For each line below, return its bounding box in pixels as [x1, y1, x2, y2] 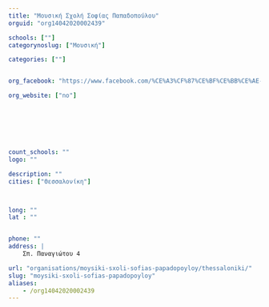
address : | [8, 242, 45, 251]
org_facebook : [8, 77, 56, 85]
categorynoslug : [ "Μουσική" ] [8, 41, 106, 49]
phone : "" [8, 235, 42, 243]
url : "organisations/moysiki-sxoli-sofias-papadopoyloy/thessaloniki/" [8, 264, 252, 273]
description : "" [8, 170, 62, 178]
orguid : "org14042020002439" [8, 19, 106, 27]
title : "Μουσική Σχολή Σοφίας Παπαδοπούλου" [8, 11, 159, 20]
